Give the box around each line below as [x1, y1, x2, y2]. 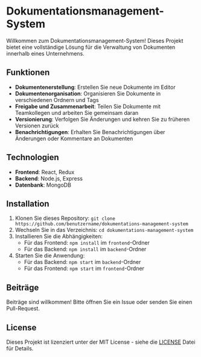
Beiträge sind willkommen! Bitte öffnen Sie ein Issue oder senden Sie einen [6, 298, 193, 306]
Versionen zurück [14, 122, 59, 129]
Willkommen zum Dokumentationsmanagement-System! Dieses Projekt [6, 37, 183, 44]
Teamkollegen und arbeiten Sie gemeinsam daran [14, 109, 139, 116]
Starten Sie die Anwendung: [14, 252, 85, 259]
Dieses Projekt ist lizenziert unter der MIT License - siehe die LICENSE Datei [6, 338, 196, 346]
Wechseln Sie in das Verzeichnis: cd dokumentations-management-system [14, 227, 194, 234]
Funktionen [6, 68, 50, 78]
